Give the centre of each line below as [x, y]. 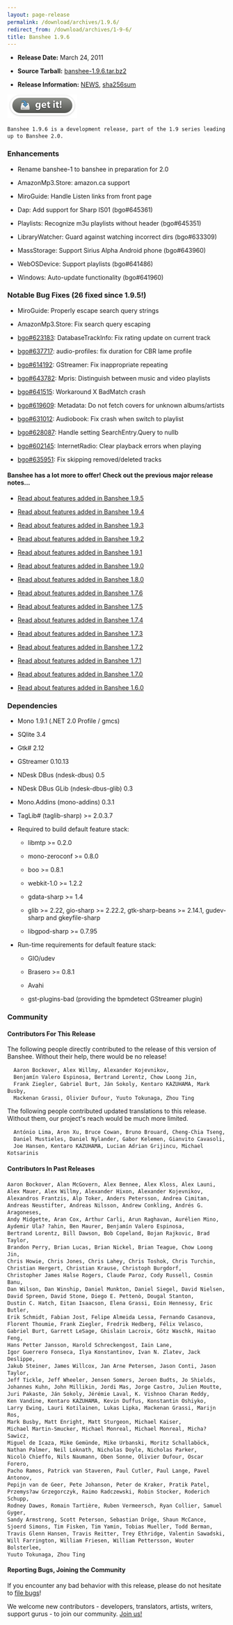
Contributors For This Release [51, 1034]
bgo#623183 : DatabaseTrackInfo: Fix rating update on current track [114, 337]
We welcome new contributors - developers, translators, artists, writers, [110, 1606]
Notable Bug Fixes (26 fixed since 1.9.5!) [77, 295]
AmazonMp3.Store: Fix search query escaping [84, 324]
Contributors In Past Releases [51, 1169]
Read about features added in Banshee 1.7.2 [80, 647]
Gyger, [17, 1513]
